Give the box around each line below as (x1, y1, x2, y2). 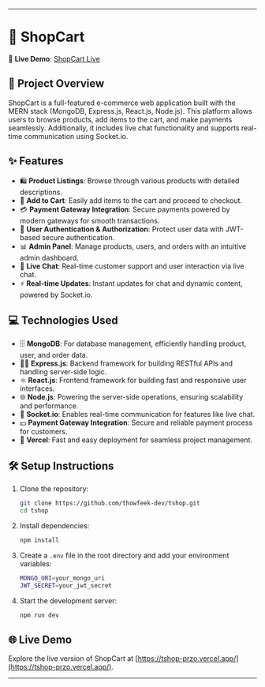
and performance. (19, 401, 79, 411)
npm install (19, 536, 59, 544)
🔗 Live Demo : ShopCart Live (8, 54, 100, 63)
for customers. (19, 427, 68, 437)
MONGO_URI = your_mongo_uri (19, 574, 105, 582)
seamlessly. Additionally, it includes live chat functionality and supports (8, 123, 240, 133)
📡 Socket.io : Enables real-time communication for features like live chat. (19, 410, 256, 419)
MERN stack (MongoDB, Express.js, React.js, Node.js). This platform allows (8, 106, 252, 115)
